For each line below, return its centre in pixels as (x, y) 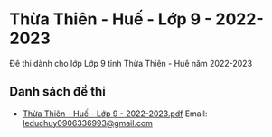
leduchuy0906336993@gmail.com (88, 123)
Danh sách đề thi (58, 91)
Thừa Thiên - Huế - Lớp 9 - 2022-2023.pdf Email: (115, 114)
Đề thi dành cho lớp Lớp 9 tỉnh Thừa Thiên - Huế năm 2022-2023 (131, 63)
